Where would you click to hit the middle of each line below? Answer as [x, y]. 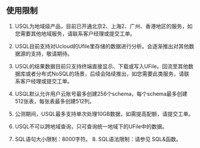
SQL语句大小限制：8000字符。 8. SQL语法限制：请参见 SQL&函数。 [98, 139]
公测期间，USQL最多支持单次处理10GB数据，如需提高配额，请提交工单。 [104, 114]
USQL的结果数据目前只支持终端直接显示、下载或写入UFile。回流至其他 [101, 66]
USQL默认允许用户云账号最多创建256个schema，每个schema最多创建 [101, 93]
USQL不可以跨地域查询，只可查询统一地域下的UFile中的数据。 [91, 126]
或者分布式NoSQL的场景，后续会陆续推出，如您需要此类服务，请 [105, 74]
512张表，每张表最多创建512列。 [55, 101]
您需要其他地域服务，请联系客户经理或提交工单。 [75, 33]
